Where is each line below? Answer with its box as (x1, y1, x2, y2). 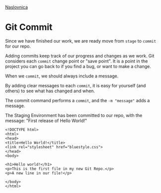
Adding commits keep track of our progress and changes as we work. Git (5, 53, 155, 59)
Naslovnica (5, 4, 28, 10)
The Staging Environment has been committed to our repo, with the (5, 112, 143, 118)
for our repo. (5, 43, 31, 49)
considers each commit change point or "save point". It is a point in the (5, 58, 148, 64)
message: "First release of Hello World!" (5, 118, 88, 124)
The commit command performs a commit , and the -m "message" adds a (5, 97, 150, 103)
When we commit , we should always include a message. (5, 73, 119, 79)
